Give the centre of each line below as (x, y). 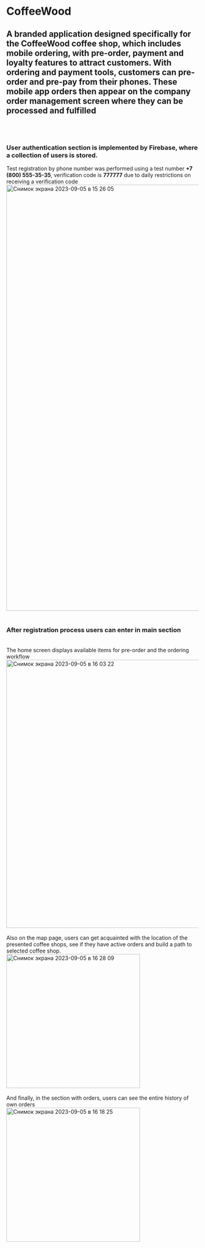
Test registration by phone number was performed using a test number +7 (99, 169)
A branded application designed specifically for (99, 34)
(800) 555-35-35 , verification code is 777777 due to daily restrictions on (99, 175)
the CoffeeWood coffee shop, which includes (94, 43)
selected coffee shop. (34, 951)
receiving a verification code (42, 181)
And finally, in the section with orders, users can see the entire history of (98, 1098)
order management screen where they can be (95, 101)
